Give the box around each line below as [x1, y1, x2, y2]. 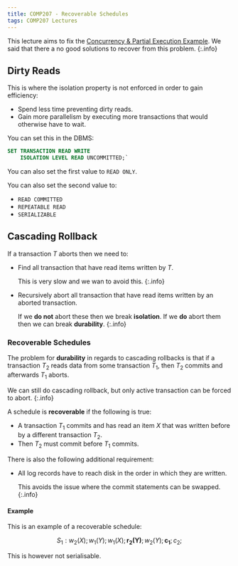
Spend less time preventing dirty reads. [17, 105, 134, 114]
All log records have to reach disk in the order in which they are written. [17, 469, 227, 478]
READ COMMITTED [17, 196, 63, 204]
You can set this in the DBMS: [7, 134, 94, 142]
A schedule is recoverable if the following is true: [7, 407, 152, 416]
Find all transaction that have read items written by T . [17, 263, 174, 271]
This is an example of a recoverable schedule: [7, 523, 142, 531]
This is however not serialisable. [7, 552, 102, 560]
